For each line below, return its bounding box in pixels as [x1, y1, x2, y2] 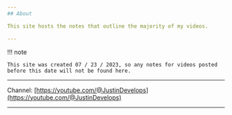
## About [7, 10, 32, 17]
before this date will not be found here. [7, 67, 131, 74]
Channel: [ [7, 86, 37, 94]
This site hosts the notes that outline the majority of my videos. [7, 22, 209, 30]
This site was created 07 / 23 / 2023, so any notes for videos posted [7, 61, 217, 68]
